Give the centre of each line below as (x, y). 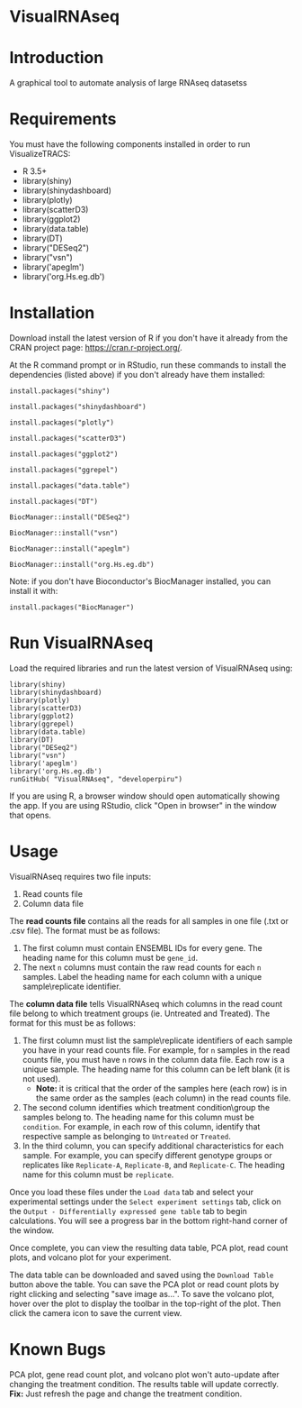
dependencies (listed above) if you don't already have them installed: (137, 375)
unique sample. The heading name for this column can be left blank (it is (156, 1069)
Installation (52, 313)
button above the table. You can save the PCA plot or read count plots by (144, 1284)
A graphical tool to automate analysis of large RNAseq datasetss (128, 83)
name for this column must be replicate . (98, 1175)
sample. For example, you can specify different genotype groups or (147, 1155)
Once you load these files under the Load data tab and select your (132, 1192)
